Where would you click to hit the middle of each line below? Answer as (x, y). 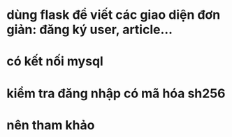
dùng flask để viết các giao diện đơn (114, 15)
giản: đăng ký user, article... (89, 30)
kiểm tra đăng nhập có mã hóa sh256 (116, 93)
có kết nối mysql (55, 62)
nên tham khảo (51, 125)
